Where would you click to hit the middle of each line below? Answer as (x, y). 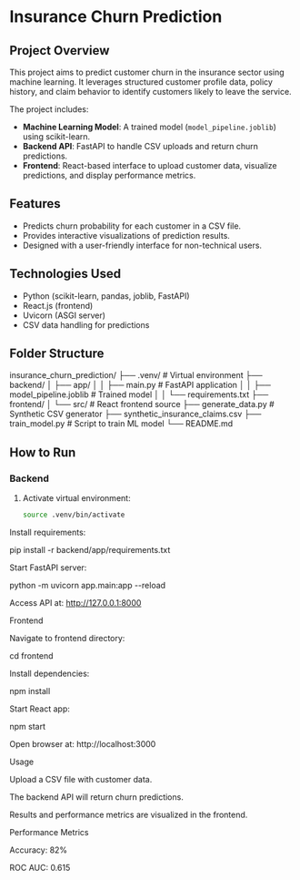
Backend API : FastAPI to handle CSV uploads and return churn (140, 146)
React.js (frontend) (58, 305)
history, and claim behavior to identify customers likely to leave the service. (151, 92)
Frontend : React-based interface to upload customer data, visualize (150, 165)
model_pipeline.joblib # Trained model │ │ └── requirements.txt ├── (139, 394)
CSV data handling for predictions (86, 324)
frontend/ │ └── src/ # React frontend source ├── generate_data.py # (142, 404)
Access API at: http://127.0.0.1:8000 (75, 603)
